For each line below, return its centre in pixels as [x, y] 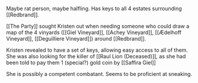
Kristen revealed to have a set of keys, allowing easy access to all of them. [97, 50]
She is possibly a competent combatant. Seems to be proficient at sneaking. [99, 74]
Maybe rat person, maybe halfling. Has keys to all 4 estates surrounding [94, 9]
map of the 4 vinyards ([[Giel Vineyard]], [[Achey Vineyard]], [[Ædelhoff [94, 32]
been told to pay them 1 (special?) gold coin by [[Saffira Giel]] [81, 62]
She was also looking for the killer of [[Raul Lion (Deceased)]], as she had [96, 56]
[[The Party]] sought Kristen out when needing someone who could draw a [98, 26]
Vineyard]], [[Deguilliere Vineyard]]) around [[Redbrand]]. [76, 39]
